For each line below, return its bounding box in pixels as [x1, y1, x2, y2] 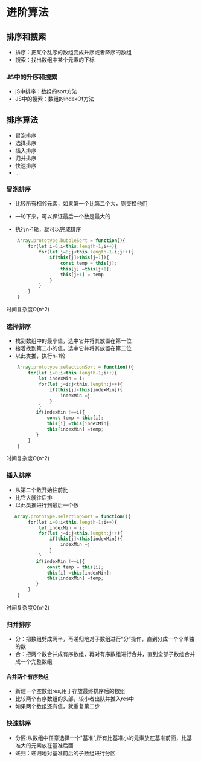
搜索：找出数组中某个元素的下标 [14, 56, 95, 63]
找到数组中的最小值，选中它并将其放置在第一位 [14, 337, 132, 345]
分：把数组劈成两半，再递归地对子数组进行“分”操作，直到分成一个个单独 [14, 636, 195, 643]
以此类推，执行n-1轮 [14, 352, 66, 360]
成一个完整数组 [14, 658, 53, 665]
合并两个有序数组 [6, 672, 49, 680]
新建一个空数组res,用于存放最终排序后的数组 [14, 688, 126, 695]
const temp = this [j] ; [60, 260, 118, 266]
